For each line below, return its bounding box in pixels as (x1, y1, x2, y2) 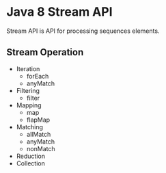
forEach (26, 72, 49, 80)
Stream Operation (6, 46, 84, 58)
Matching (16, 122, 44, 131)
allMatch (26, 130, 51, 138)
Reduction (16, 152, 46, 160)
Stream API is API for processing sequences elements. (6, 27, 160, 35)
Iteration (16, 64, 40, 72)
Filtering (16, 86, 40, 94)
